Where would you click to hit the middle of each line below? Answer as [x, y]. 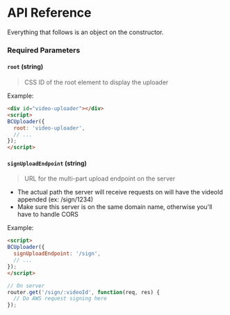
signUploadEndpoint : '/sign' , [57, 254]
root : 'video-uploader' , [49, 128]
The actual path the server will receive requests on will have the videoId [120, 192]
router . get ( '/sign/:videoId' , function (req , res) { [83, 292]
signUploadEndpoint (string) [47, 163]
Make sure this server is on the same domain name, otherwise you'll [115, 207]
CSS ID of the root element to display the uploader [96, 82]
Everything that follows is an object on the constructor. [85, 32]
